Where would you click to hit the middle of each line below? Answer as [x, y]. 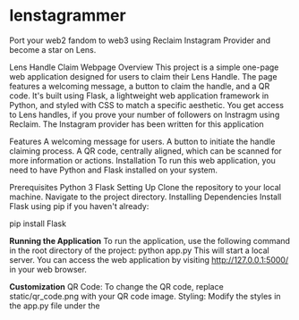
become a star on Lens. [53, 49]
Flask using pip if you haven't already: [79, 206]
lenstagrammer [68, 16]
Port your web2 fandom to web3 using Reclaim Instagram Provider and [140, 40]
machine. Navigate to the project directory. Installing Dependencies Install [145, 197]
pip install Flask [38, 223]
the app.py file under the [55, 306]
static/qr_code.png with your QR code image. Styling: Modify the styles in [145, 296]
